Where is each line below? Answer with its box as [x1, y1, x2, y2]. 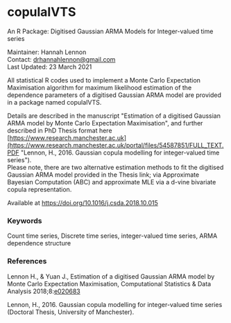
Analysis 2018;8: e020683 [7, 287, 81, 295]
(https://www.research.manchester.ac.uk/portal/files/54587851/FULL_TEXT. [7, 141, 224, 149]
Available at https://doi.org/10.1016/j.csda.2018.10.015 [7, 198, 158, 207]
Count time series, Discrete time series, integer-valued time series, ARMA [7, 232, 218, 240]
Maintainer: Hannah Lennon [7, 48, 87, 56]
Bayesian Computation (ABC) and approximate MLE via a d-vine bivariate [7, 177, 216, 186]
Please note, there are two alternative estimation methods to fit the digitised [7, 163, 224, 171]
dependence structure [7, 239, 71, 247]
